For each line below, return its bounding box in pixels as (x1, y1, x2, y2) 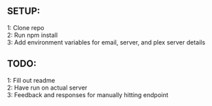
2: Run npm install (7, 31, 58, 39)
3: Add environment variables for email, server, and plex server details (7, 38, 206, 47)
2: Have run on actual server (7, 83, 88, 92)
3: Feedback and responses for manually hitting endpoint (7, 90, 169, 98)
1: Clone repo (7, 23, 45, 31)
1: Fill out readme (7, 76, 56, 84)
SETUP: (7, 5, 40, 17)
